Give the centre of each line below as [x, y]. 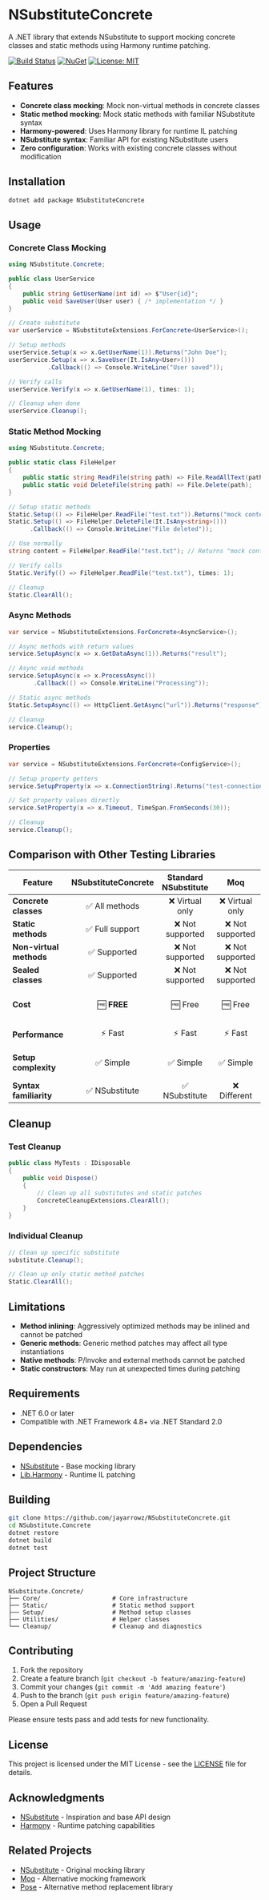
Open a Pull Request [54, 1704]
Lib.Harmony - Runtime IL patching [78, 1474]
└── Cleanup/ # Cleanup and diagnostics [105, 1626]
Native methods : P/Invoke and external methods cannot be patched [132, 1360]
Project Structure [52, 1573]
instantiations [42, 1352]
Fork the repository [52, 1670]
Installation [37, 182]
